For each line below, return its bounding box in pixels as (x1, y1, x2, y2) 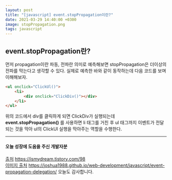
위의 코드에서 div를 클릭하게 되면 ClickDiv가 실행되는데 (5, 113, 115, 119)
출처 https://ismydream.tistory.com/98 (5, 155, 85, 162)
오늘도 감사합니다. (58, 168, 94, 174)
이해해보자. (5, 74, 28, 80)
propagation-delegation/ (5, 168, 57, 174)
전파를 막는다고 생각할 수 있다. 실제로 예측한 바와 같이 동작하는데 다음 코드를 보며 (5, 67, 166, 74)
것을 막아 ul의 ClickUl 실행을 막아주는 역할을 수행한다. (14, 126, 122, 132)
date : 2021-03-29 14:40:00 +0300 (5, 17, 77, 22)
